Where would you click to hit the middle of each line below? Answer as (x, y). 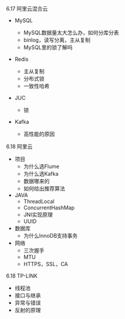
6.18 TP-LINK (22, 276)
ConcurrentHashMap (49, 208)
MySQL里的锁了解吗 (48, 47)
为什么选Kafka (41, 174)
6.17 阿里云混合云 (27, 9)
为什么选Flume (41, 166)
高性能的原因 (39, 134)
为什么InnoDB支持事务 (50, 236)
